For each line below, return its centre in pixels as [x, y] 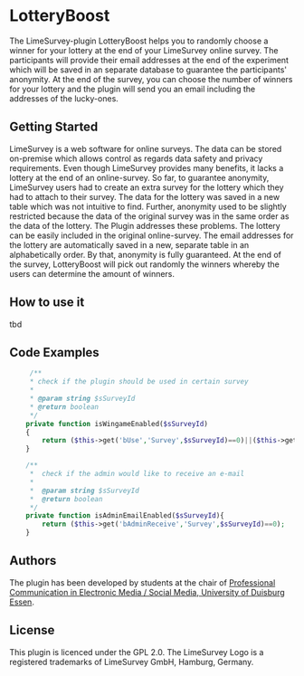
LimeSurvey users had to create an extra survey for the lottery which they [147, 187]
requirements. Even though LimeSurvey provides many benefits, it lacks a [147, 167]
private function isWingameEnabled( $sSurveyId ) [117, 424]
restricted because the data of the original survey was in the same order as [149, 216]
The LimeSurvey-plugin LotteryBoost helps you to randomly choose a [139, 41]
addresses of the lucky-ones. [64, 98]
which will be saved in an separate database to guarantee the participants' [148, 70]
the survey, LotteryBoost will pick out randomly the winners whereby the [145, 264]
